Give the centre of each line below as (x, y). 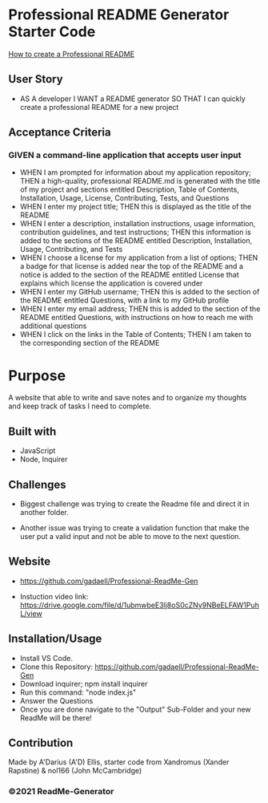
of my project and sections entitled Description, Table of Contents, (130, 189)
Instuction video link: (54, 596)
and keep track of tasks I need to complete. (80, 406)
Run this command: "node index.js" (78, 692)
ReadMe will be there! (56, 718)
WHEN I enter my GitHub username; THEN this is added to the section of (140, 292)
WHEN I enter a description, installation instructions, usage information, (138, 224)
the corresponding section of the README (90, 343)
